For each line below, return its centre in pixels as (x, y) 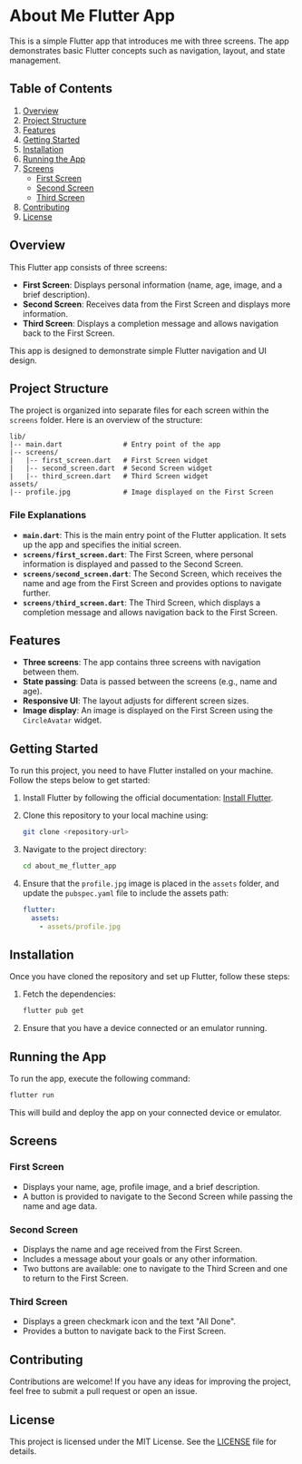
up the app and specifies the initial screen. (102, 545)
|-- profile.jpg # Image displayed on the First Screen (141, 492)
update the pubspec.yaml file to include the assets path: (126, 893)
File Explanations (48, 516)
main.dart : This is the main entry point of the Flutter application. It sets (155, 535)
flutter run (32, 1096)
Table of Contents (61, 88)
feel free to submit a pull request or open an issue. (103, 1391)
